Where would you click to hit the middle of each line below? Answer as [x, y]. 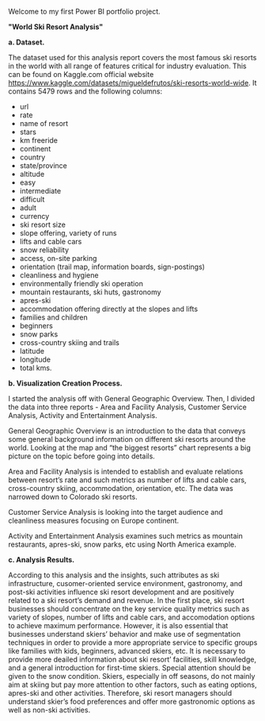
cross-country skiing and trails [70, 343]
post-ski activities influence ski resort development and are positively [121, 592]
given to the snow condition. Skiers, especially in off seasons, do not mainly [132, 676]
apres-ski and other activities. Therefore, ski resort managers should [120, 693]
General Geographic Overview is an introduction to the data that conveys [127, 431]
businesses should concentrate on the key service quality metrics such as [129, 609]
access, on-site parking [58, 258]
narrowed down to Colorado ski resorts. [73, 497]
